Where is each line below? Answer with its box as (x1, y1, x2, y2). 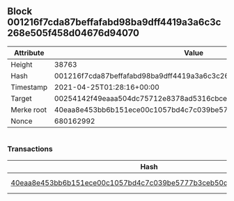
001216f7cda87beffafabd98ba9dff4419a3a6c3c (7, 17, 221, 29)
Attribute (13, 48, 45, 58)
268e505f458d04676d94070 (7, 27, 139, 39)
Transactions (7, 144, 54, 154)
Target (10, 93, 33, 103)
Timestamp (10, 82, 48, 92)
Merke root (10, 104, 47, 114)
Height (10, 59, 33, 69)
